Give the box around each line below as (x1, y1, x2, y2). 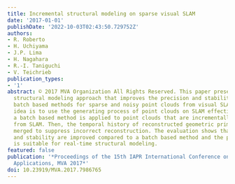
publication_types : (7, 75, 64, 83)
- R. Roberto (7, 36, 45, 43)
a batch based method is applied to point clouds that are (13, 114, 190, 121)
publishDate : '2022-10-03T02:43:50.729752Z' (7, 23, 139, 30)
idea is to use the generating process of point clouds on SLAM (13, 108, 205, 115)
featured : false (7, 147, 55, 154)
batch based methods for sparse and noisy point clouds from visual (13, 101, 218, 108)
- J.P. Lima (7, 50, 42, 57)
